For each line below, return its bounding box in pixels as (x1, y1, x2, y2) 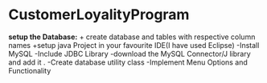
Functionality (8, 65, 51, 75)
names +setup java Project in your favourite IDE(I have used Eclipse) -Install (8, 40, 260, 49)
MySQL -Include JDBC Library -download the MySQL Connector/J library (8, 49, 251, 58)
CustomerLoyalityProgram (8, 6, 190, 24)
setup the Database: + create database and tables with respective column (8, 32, 256, 41)
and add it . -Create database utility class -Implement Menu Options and (8, 57, 248, 67)
